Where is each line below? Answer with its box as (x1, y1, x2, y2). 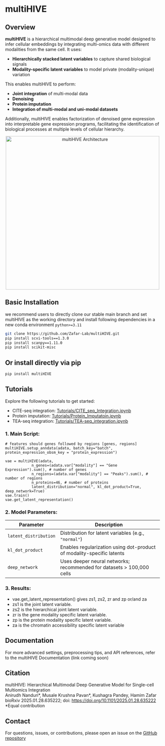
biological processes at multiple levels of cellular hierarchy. (5, 126, 125, 132)
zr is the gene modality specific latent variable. (12, 611, 107, 617)
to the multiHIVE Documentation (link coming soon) (5, 655, 109, 661)
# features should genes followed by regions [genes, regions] (5, 442, 137, 446)
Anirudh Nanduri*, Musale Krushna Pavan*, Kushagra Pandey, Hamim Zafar (5, 692, 157, 698)
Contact (5, 717, 30, 725)
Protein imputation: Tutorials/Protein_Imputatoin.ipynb (12, 413, 121, 418)
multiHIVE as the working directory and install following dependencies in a (5, 316, 156, 322)
